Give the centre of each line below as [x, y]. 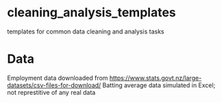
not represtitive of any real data [51, 92]
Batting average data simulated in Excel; [159, 85]
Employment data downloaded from [58, 78]
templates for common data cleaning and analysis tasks [86, 31]
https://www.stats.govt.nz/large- [156, 78]
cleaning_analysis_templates [91, 13]
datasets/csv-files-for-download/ [54, 85]
